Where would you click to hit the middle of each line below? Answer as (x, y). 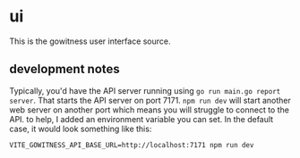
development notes (65, 69)
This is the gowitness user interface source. (90, 41)
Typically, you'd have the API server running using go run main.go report (145, 90)
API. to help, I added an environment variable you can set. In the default (141, 119)
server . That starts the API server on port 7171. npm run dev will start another (150, 100)
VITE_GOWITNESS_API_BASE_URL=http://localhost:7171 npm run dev (132, 145)
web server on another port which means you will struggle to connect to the (149, 110)
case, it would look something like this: (81, 129)
